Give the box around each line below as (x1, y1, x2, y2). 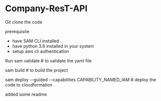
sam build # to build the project (5, 67, 68, 73)
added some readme (5, 91, 48, 97)
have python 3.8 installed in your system (12, 43, 94, 49)
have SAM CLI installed (12, 38, 59, 44)
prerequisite (5, 28, 29, 34)
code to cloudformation (5, 81, 53, 88)
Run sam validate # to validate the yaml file (5, 58, 92, 63)
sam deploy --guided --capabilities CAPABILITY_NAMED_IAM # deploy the (5, 77, 156, 82)
